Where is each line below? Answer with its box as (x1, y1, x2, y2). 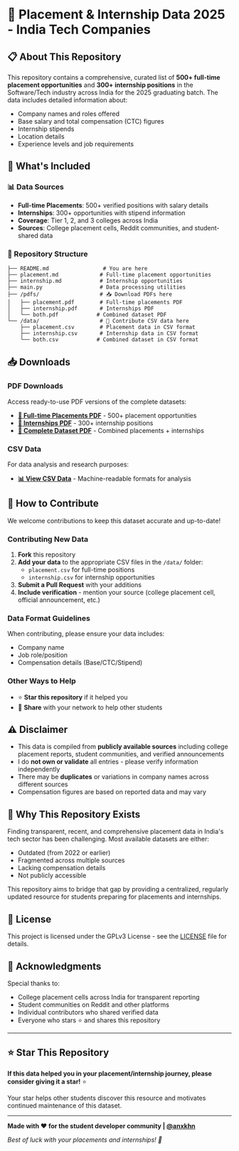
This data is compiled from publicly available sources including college (17, 742, 229, 751)
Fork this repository (17, 550, 76, 559)
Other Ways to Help (7, 676, 76, 686)
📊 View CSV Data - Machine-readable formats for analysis (17, 474, 192, 483)
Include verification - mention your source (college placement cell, (17, 588, 216, 596)
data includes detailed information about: (7, 96, 128, 104)
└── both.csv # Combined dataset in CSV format (20, 336, 199, 343)
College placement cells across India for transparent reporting (17, 992, 201, 1001)
